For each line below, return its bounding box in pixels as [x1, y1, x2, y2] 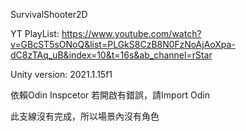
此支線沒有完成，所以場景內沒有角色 [10, 110, 160, 122]
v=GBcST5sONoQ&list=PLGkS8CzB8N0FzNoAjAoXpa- [10, 39, 236, 50]
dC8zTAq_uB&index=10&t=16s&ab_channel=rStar [10, 49, 213, 61]
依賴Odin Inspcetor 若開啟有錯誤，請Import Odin [10, 89, 211, 101]
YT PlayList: [10, 28, 60, 39]
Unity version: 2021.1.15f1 [10, 69, 113, 80]
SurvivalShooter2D [10, 9, 88, 20]
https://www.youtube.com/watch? [61, 28, 202, 39]
